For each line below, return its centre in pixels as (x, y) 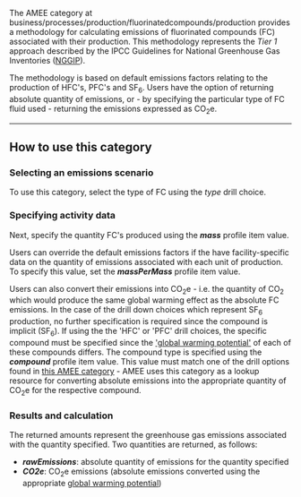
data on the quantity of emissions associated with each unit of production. (146, 261)
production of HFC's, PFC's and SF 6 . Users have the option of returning (142, 89)
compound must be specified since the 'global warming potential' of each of (150, 342)
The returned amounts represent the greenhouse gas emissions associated (148, 435)
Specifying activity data (63, 216)
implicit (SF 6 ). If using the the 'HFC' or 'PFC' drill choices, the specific (138, 332)
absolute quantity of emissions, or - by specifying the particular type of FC (147, 99)
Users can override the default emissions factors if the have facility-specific (149, 252)
